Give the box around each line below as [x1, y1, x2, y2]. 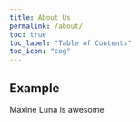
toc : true [9, 30, 47, 39]
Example [9, 80, 60, 96]
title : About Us [9, 13, 71, 23]
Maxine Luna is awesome [9, 104, 105, 115]
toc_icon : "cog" [9, 47, 71, 56]
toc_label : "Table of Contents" [9, 38, 132, 48]
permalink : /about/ [9, 22, 84, 31]
